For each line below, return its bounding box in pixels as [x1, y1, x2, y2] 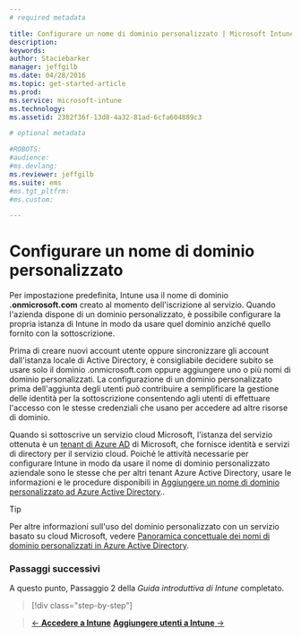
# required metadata [9, 13, 87, 22]
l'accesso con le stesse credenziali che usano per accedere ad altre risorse [9, 402, 288, 413]
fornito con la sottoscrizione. [9, 328, 116, 339]
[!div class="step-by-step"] [30, 600, 133, 611]
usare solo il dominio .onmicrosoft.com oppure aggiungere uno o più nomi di [9, 365, 291, 375]
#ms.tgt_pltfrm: [9, 186, 70, 195]
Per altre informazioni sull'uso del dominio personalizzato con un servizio [9, 521, 280, 532]
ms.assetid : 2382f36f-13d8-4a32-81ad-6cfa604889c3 [9, 113, 202, 122]
